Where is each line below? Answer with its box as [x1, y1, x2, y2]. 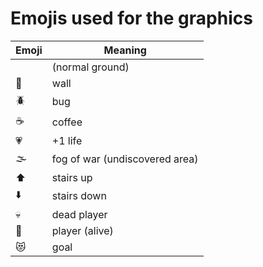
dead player [51, 207, 108, 221]
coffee [51, 115, 83, 129]
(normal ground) [51, 60, 130, 74]
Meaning [103, 43, 147, 57]
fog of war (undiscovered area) [51, 152, 199, 166]
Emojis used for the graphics [10, 7, 253, 30]
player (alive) [51, 223, 114, 237]
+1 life [51, 133, 83, 147]
